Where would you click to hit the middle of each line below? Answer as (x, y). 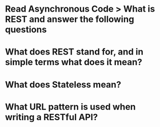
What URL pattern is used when (70, 107)
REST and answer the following (70, 19)
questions (26, 30)
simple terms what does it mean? (74, 62)
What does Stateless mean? (63, 84)
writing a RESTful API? (51, 117)
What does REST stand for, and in (74, 52)
